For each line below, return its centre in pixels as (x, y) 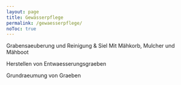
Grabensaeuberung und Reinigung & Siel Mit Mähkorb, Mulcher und (91, 46)
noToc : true (21, 29)
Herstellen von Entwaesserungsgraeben (56, 64)
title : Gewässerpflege (35, 17)
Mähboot (18, 52)
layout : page (23, 12)
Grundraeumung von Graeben (44, 75)
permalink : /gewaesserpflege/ (44, 23)
